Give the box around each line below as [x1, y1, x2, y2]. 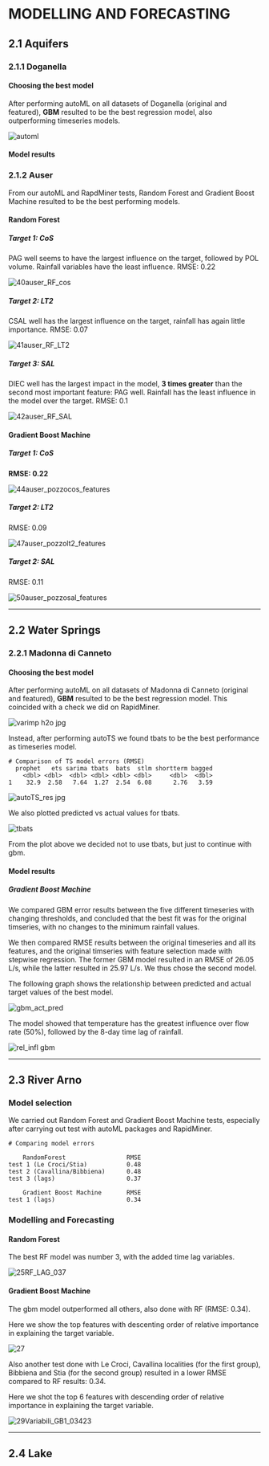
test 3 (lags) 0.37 [8, 1174, 142, 1183]
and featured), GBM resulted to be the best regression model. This [8, 694, 228, 704]
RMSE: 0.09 [8, 523, 47, 533]
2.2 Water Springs [8, 623, 102, 637]
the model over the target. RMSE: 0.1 [8, 396, 128, 406]
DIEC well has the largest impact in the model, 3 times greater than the [8, 379, 243, 389]
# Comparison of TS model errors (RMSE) [8, 758, 146, 766]
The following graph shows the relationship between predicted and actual [8, 978, 251, 988]
